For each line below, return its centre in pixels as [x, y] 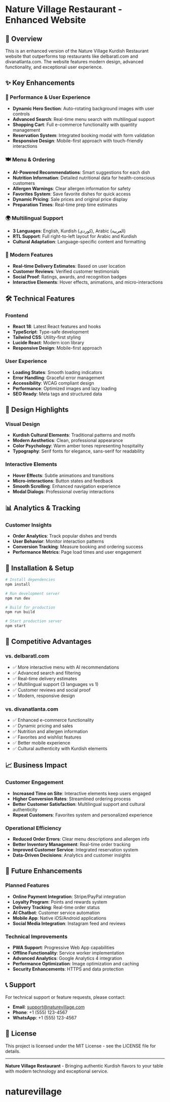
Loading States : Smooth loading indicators [57, 372]
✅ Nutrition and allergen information [50, 731]
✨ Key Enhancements [40, 83]
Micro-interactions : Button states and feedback [63, 481]
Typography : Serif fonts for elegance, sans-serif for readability [78, 451]
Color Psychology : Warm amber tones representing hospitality [78, 446]
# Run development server [32, 593]
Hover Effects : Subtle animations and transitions [63, 475]
